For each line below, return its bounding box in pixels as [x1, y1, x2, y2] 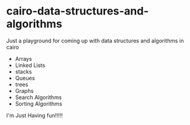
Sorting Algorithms [15, 100, 63, 107]
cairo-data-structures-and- [6, 4, 149, 18]
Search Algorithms [15, 94, 62, 101]
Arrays [15, 55, 32, 62]
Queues [15, 74, 35, 82]
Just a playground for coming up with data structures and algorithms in [6, 37, 184, 44]
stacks [15, 68, 32, 75]
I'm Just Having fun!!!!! [6, 112, 63, 119]
